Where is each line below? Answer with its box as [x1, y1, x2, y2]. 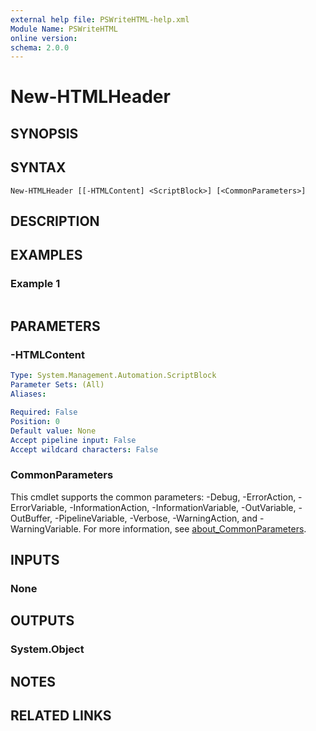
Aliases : [10, 389, 47, 400]
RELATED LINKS [10, 707, 112, 725]
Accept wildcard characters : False [10, 444, 159, 455]
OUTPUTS [10, 612, 75, 630]
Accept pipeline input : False [10, 435, 137, 445]
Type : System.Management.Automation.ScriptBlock [10, 371, 217, 381]
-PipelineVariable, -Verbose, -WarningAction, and [54, 512, 258, 524]
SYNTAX [10, 159, 67, 176]
